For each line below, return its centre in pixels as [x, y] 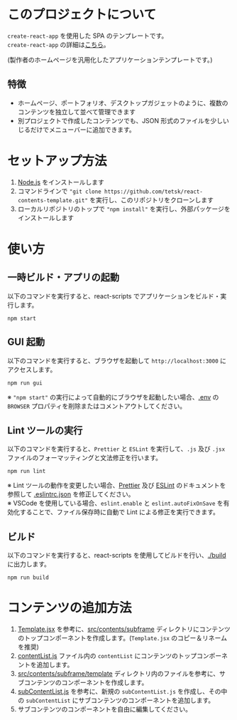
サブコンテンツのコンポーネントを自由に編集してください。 [104, 709]
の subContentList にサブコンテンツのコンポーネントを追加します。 [116, 700]
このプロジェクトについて [82, 15]
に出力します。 [29, 564]
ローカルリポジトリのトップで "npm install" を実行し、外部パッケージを [124, 209]
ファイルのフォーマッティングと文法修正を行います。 [84, 458]
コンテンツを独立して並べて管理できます [77, 112]
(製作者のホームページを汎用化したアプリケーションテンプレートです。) [110, 59]
